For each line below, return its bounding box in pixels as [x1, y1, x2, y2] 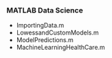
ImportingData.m [16, 21, 65, 30]
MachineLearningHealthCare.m [16, 43, 106, 52]
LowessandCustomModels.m [16, 28, 99, 37]
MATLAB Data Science [6, 6, 83, 15]
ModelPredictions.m [16, 36, 74, 44]
